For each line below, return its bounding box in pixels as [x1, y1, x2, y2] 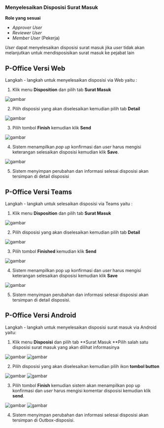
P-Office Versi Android [5, 311, 76, 320]
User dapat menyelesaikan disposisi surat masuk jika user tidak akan [5, 45, 145, 51]
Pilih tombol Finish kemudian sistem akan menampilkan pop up [12, 382, 140, 388]
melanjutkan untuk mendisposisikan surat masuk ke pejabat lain [5, 50, 134, 56]
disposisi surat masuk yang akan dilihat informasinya [12, 344, 120, 350]
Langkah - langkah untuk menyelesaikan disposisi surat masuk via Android [5, 324, 157, 330]
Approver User [12, 25, 42, 31]
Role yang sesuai [5, 15, 41, 21]
